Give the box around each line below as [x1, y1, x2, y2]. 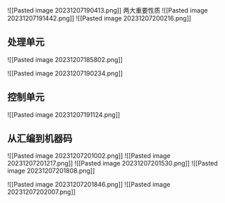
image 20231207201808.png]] [7, 166, 95, 175]
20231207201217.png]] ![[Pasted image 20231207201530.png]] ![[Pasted [7, 159, 219, 168]
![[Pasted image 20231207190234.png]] [7, 69, 123, 78]
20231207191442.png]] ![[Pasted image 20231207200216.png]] [7, 14, 192, 23]
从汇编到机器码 [7, 133, 73, 144]
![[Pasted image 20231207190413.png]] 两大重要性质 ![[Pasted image [7, 6, 208, 14]
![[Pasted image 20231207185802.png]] [7, 55, 123, 63]
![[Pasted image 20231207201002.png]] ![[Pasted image [7, 152, 171, 160]
